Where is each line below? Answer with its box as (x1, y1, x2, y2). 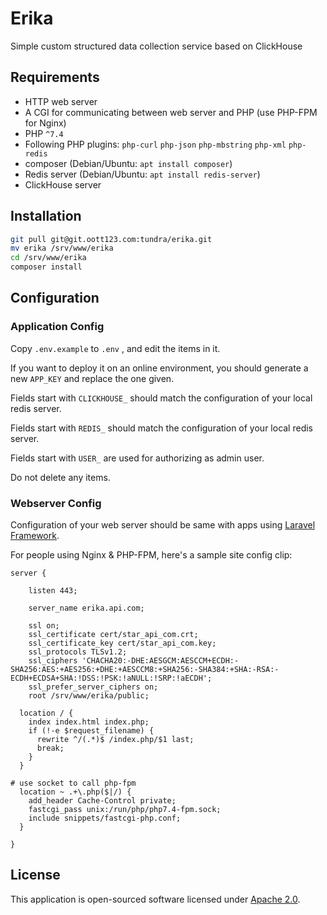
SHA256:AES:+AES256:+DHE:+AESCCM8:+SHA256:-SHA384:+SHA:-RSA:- (10, 665, 280, 675)
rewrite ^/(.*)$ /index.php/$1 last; (36, 735, 195, 745)
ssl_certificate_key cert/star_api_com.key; (28, 638, 217, 649)
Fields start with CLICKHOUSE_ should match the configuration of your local (10, 392, 313, 404)
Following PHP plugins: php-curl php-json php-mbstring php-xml (24, 138, 287, 150)
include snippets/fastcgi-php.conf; (28, 813, 182, 824)
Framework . (10, 530, 60, 542)
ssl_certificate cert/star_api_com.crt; (28, 630, 199, 640)
